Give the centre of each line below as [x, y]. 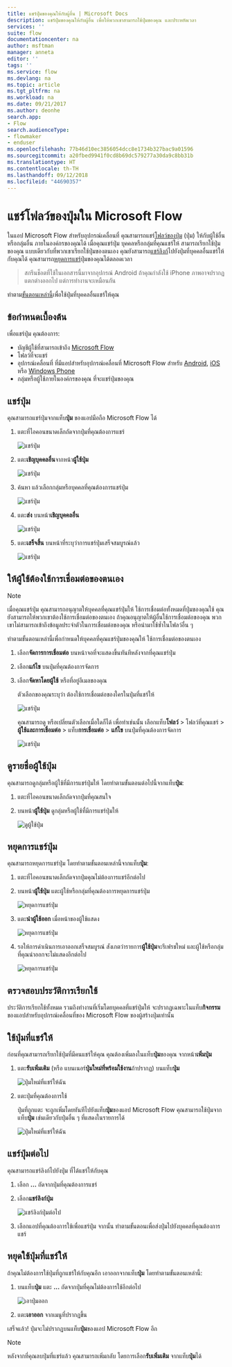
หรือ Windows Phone [46, 371]
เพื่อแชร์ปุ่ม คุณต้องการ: [34, 333]
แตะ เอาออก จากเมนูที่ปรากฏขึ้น [52, 1314]
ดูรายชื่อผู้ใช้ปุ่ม [32, 766]
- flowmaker [24, 136]
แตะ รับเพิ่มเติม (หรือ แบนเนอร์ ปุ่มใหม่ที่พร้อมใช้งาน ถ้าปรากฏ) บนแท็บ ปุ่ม [98, 1068]
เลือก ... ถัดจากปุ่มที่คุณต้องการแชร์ [57, 1184]
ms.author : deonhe [34, 110]
